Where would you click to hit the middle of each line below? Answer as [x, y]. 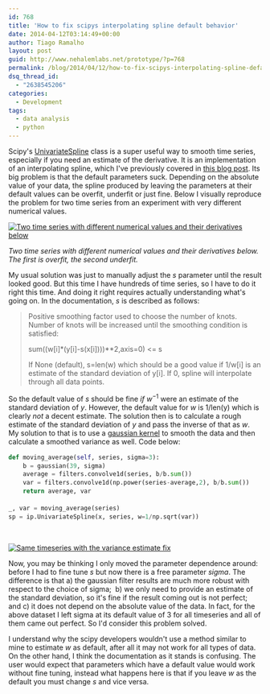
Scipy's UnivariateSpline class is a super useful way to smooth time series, [132, 151]
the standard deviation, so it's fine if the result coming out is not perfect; [128, 597]
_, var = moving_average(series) [64, 508]
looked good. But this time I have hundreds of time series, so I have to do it [132, 283]
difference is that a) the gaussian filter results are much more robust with [129, 580]
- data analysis [43, 119]
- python [30, 128]
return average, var [57, 491]
